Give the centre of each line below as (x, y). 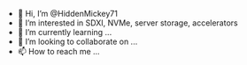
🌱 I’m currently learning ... (65, 32)
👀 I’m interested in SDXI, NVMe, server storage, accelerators (127, 23)
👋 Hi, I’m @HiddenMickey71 (67, 14)
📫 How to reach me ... (58, 51)
